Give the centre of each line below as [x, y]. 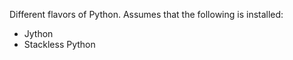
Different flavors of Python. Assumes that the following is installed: [146, 14]
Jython [38, 33]
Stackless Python [59, 44]
